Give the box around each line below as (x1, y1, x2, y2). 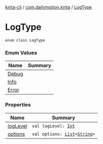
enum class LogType (5, 38, 45, 43)
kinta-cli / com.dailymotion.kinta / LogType (5, 4, 92, 10)
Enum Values (5, 49, 37, 56)
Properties (5, 101, 31, 108)
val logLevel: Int (32, 123, 75, 129)
